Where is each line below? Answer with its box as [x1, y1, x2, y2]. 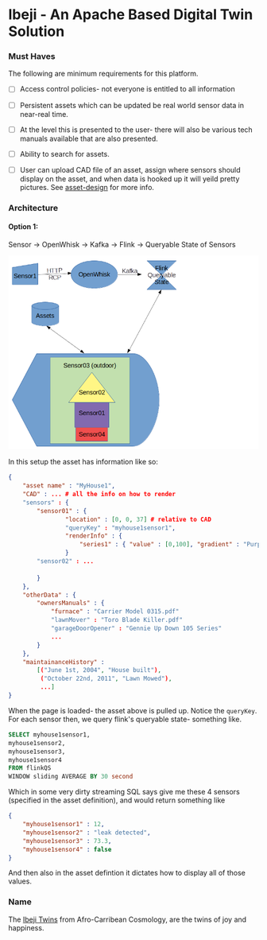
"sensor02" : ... [37, 557, 94, 565]
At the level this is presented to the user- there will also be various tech [19, 125, 253, 134]
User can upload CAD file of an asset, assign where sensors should [19, 165, 241, 174]
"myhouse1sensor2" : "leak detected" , [22, 829, 151, 837]
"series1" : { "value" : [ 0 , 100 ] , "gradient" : [79, 541, 240, 549]
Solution [8, 22, 65, 41]
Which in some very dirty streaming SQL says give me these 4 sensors [8, 787, 240, 797]
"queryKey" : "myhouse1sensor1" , [64, 523, 176, 532]
